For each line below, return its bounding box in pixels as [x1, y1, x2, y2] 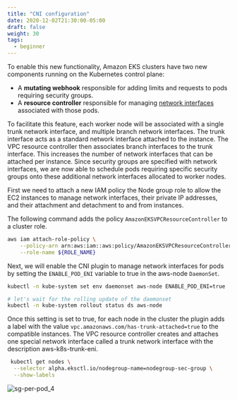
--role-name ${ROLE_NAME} [20, 248, 97, 256]
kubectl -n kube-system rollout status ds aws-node [7, 302, 162, 309]
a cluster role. [7, 222, 47, 230]
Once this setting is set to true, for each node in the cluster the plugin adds [7, 315, 225, 323]
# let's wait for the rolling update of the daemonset [7, 296, 172, 303]
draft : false [7, 23, 46, 30]
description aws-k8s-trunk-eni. [7, 345, 99, 353]
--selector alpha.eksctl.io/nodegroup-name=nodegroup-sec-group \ [13, 365, 213, 372]
